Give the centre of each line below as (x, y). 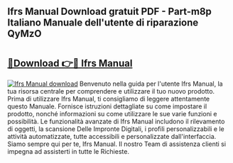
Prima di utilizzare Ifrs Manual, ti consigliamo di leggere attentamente (109, 99)
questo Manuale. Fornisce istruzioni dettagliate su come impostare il (107, 106)
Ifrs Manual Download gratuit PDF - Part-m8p (109, 12)
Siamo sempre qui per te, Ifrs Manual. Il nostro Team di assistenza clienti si (116, 144)
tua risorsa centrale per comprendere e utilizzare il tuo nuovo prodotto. (111, 91)
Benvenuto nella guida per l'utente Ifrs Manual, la (151, 84)
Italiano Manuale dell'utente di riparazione (103, 23)
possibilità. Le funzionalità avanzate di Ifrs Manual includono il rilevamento (116, 121)
